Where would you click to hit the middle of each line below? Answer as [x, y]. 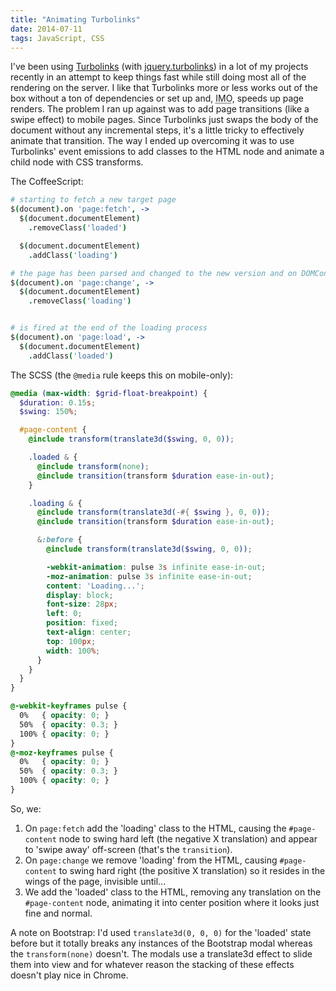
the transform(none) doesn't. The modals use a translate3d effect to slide [161, 953]
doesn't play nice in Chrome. [69, 975]
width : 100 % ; [73, 651]
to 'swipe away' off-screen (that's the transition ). [128, 849]
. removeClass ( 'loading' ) [80, 301]
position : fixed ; [82, 623]
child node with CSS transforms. [77, 162]
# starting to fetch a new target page [93, 200]
